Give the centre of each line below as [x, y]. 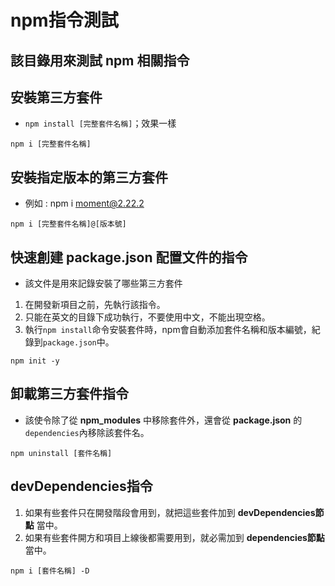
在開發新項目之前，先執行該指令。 [95, 305]
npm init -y [35, 361]
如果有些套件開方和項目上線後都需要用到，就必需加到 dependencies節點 [174, 537]
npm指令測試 [64, 20]
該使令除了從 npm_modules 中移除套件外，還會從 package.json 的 [163, 420]
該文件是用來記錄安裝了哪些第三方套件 [103, 283]
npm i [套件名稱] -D [50, 571]
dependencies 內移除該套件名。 [87, 432]
